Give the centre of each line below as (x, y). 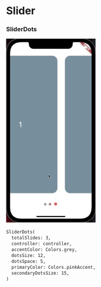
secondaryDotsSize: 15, (40, 273)
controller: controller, (42, 244)
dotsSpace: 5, (28, 262)
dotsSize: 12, (28, 256)
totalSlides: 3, (31, 238)
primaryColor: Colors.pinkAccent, (53, 268)
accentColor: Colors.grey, (44, 250)
